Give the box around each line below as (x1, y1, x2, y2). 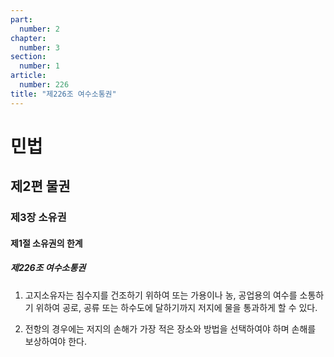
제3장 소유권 (10, 211, 67, 225)
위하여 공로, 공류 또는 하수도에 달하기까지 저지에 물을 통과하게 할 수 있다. (35, 301, 318, 313)
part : (10, 14, 33, 25)
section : (10, 52, 47, 62)
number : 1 (19, 61, 60, 71)
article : (10, 71, 47, 81)
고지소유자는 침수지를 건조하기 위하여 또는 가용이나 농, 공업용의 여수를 (24, 289, 298, 301)
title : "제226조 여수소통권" (10, 89, 117, 99)
